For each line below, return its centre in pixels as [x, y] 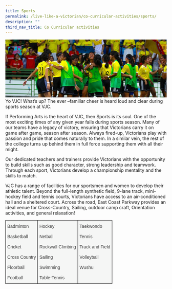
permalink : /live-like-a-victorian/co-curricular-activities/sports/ [81, 16]
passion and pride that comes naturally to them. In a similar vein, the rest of [85, 138]
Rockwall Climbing [58, 247]
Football [15, 277]
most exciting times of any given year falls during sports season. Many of [83, 122]
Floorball [16, 267]
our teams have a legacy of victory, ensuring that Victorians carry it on [80, 127]
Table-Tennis [52, 277]
